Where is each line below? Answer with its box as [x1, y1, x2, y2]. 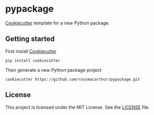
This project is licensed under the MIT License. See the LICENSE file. [5, 104, 150, 110]
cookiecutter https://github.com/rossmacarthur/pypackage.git [5, 77, 140, 82]
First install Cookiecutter [5, 48, 57, 54]
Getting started [5, 35, 55, 43]
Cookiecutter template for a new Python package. [5, 20, 110, 26]
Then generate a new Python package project [5, 67, 102, 73]
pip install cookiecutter [5, 58, 60, 63]
